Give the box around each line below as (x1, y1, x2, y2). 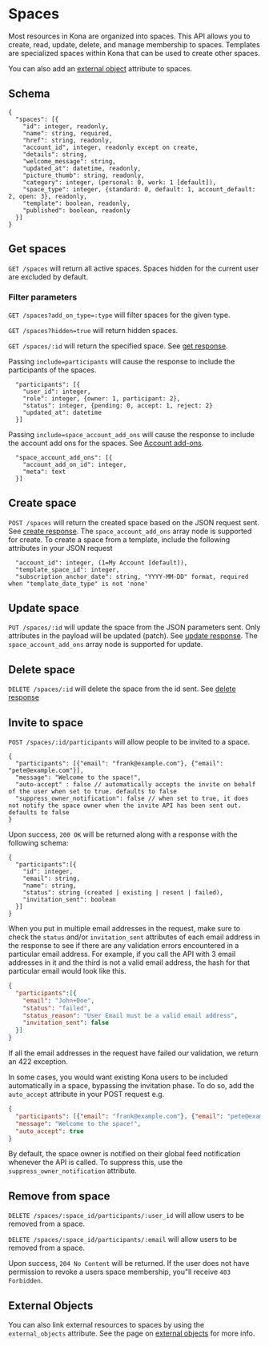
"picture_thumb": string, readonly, (22, 171, 146, 179)
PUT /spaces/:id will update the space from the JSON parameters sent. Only (8, 622, 261, 633)
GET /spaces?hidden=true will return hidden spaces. (8, 325, 179, 335)
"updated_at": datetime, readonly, (22, 164, 142, 172)
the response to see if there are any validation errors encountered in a (8, 941, 239, 950)
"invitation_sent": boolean (22, 896, 116, 904)
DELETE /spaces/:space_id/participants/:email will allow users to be (8, 1235, 238, 1244)
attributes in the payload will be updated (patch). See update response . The (8, 631, 258, 641)
